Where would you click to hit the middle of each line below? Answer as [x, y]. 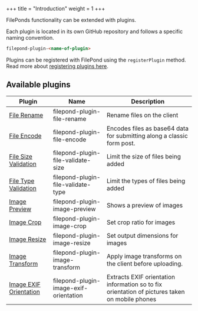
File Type [22, 181]
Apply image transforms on [144, 256]
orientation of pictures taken [146, 291]
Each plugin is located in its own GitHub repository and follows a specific [95, 31]
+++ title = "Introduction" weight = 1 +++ [56, 9]
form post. [121, 143]
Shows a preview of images [145, 205]
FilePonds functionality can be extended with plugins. [71, 20]
